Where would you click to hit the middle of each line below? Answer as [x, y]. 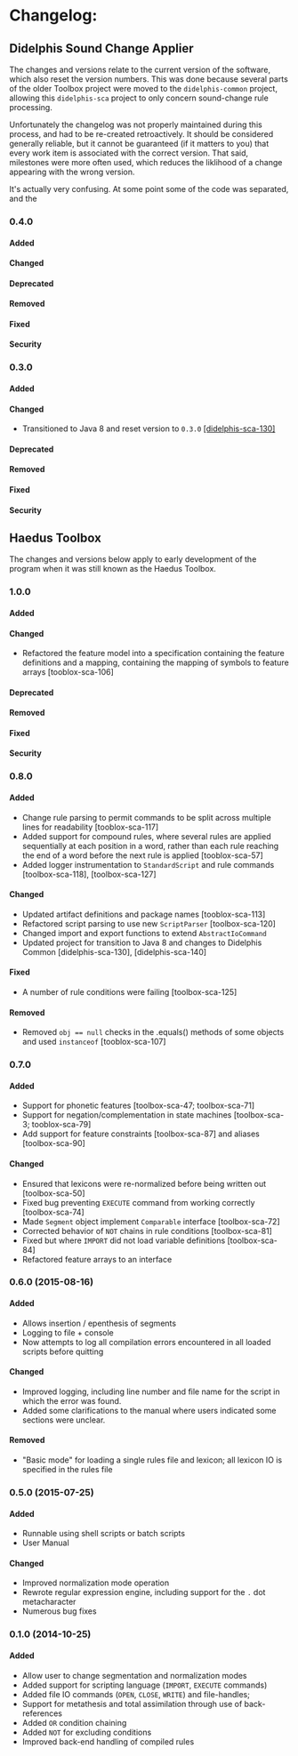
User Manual [45, 1543]
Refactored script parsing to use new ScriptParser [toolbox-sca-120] [149, 923]
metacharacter [49, 1602]
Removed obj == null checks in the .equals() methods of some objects [153, 1032]
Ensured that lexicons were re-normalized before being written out [144, 1183]
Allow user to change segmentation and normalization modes [134, 1675]
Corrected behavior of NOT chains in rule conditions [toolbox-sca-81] [147, 1231]
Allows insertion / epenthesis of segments [99, 1323]
